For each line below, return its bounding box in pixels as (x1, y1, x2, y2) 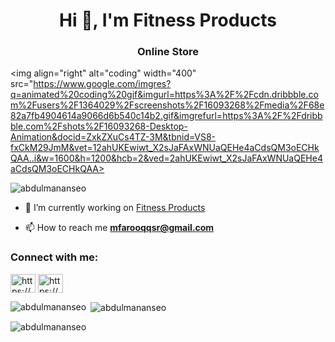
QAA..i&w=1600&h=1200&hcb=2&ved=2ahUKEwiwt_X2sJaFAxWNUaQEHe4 (10, 152, 323, 164)
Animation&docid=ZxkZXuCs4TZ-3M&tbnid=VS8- (10, 131, 217, 143)
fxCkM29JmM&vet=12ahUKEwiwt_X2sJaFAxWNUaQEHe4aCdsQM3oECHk (10, 142, 320, 154)
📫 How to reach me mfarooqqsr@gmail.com (24, 222, 215, 234)
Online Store (136, 45, 200, 59)
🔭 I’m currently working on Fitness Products (24, 202, 206, 214)
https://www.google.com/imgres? (33, 78, 172, 90)
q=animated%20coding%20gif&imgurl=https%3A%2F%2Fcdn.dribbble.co (10, 89, 319, 101)
